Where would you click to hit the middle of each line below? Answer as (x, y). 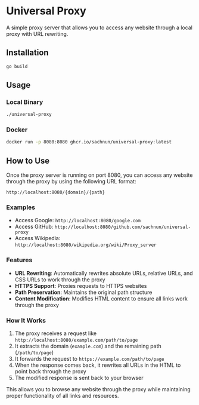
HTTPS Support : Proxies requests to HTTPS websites (81, 286)
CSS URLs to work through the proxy (60, 280)
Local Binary (25, 102)
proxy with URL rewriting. (37, 33)
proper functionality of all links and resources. (63, 396)
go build (17, 66)
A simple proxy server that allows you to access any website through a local (99, 27)
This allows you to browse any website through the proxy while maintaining (98, 389)
